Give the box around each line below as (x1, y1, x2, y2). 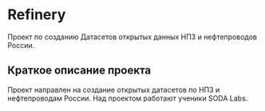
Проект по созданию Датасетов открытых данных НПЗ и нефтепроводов (7, 32, 257, 42)
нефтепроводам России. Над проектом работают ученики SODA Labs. (7, 93, 248, 103)
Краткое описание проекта (7, 64, 152, 77)
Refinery (7, 6, 66, 24)
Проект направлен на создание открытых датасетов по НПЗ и (7, 85, 220, 94)
